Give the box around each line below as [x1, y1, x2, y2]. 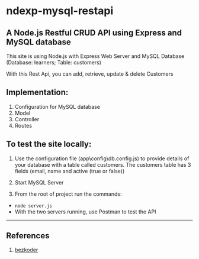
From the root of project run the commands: [14, 190, 122, 198]
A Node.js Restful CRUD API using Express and [6, 28, 182, 38]
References [6, 231, 50, 241]
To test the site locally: [6, 139, 92, 149]
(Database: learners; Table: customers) [6, 59, 102, 66]
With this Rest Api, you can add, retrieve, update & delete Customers [6, 70, 174, 77]
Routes [14, 122, 33, 129]
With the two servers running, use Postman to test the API [14, 208, 156, 215]
